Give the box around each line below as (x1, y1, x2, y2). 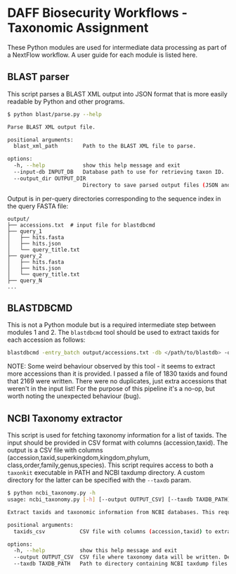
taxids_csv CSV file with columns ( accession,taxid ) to (13, 528, 212, 535)
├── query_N (7, 276, 42, 284)
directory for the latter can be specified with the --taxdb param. (7, 476, 192, 485)
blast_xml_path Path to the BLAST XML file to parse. (13, 143, 197, 150)
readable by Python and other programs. (7, 97, 125, 106)
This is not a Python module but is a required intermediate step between (7, 321, 216, 329)
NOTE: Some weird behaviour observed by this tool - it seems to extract (7, 362, 216, 371)
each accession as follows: (7, 336, 86, 344)
